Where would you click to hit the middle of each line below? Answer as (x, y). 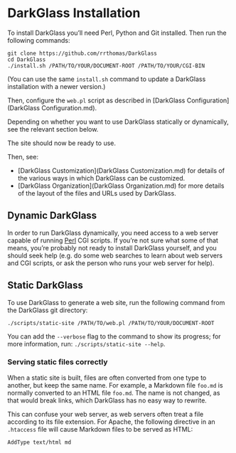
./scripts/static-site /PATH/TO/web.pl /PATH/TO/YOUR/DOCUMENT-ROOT (111, 323)
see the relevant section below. (53, 129)
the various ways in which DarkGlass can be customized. (101, 178)
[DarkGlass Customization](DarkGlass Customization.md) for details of (121, 170)
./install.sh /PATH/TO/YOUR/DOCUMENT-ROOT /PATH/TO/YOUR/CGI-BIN (106, 65)
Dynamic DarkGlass (52, 216)
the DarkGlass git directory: (48, 310)
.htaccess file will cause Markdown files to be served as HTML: (100, 429)
